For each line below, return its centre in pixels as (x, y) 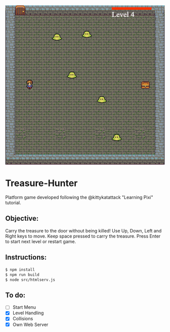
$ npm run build (22, 275)
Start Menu (24, 307)
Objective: (22, 219)
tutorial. (13, 203)
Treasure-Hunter (41, 183)
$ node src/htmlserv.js (30, 280)
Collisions (23, 319)
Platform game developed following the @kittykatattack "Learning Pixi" (79, 197)
